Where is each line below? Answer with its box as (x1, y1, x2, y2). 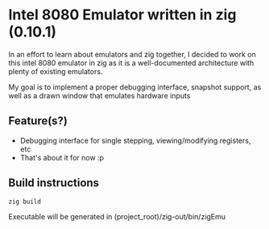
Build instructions (8, 176, 99, 190)
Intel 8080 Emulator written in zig (8, 6, 237, 24)
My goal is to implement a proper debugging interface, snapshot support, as (8, 82, 262, 92)
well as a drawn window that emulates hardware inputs (8, 90, 191, 100)
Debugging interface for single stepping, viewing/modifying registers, (19, 135, 251, 145)
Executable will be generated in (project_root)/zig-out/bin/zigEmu (8, 211, 226, 221)
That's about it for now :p (19, 152, 105, 162)
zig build (8, 198, 42, 206)
